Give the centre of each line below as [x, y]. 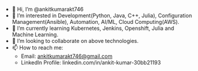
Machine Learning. [35, 35]
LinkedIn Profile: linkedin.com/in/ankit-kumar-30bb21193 [91, 62]
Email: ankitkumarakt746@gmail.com [67, 56]
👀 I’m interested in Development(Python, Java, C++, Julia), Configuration [102, 16]
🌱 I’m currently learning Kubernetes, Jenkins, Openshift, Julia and [93, 28]
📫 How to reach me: [37, 47]
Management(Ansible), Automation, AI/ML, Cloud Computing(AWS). [96, 22]
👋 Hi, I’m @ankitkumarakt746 [48, 9]
